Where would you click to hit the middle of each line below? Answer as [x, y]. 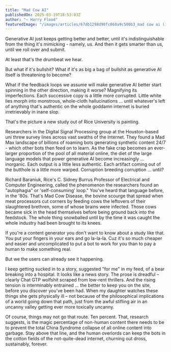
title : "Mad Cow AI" [27, 10]
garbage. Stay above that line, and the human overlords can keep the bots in [85, 333]
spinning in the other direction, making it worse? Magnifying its [71, 90]
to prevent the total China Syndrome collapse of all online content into [78, 328]
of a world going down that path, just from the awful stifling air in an [76, 301]
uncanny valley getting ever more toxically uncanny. [60, 307]
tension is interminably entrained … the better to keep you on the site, [78, 285]
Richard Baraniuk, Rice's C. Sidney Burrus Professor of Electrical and [78, 180]
